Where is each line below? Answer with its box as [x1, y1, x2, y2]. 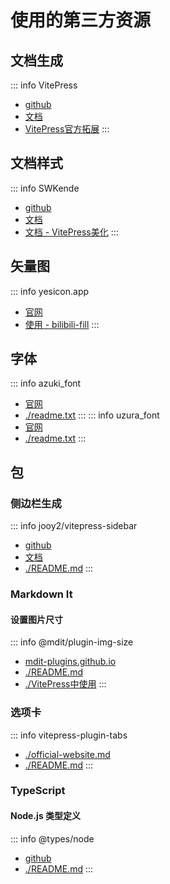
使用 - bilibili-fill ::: [24, 318, 100, 330]
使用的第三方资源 [10, 9, 152, 32]
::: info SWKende [10, 182, 80, 194]
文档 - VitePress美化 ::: [24, 226, 119, 238]
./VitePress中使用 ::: [24, 678, 107, 690]
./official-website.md [24, 748, 111, 760]
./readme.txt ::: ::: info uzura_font [24, 409, 160, 421]
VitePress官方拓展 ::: [24, 123, 110, 135]
